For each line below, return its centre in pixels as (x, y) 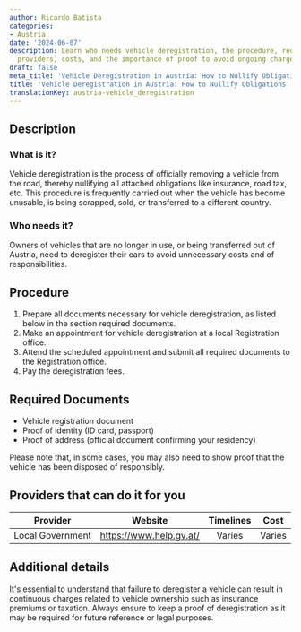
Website (150, 520)
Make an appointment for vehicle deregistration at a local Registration (150, 333)
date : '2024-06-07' (46, 43)
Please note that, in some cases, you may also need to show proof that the (147, 457)
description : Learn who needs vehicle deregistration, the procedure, (144, 51)
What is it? (33, 154)
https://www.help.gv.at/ (150, 535)
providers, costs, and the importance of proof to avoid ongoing (142, 59)
